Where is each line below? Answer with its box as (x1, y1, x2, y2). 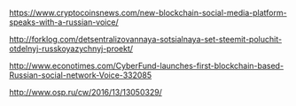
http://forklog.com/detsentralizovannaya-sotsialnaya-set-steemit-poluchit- (9, 34, 282, 44)
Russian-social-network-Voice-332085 (9, 70, 152, 80)
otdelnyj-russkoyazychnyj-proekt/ (9, 43, 134, 54)
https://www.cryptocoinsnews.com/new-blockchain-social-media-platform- (9, 8, 287, 18)
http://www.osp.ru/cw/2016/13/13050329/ (9, 87, 162, 97)
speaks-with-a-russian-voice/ (9, 17, 119, 27)
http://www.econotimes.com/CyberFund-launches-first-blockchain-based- (9, 61, 284, 71)
